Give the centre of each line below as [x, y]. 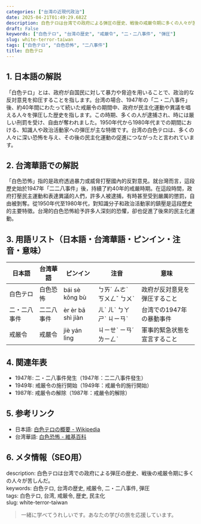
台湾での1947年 [164, 310]
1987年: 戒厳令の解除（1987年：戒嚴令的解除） [72, 393]
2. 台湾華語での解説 [42, 165]
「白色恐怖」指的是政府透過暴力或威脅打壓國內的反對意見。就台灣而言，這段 [100, 181]
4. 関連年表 [27, 362]
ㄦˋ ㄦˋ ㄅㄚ [114, 310]
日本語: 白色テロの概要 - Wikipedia [57, 429]
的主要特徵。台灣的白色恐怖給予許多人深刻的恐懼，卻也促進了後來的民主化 [98, 211]
